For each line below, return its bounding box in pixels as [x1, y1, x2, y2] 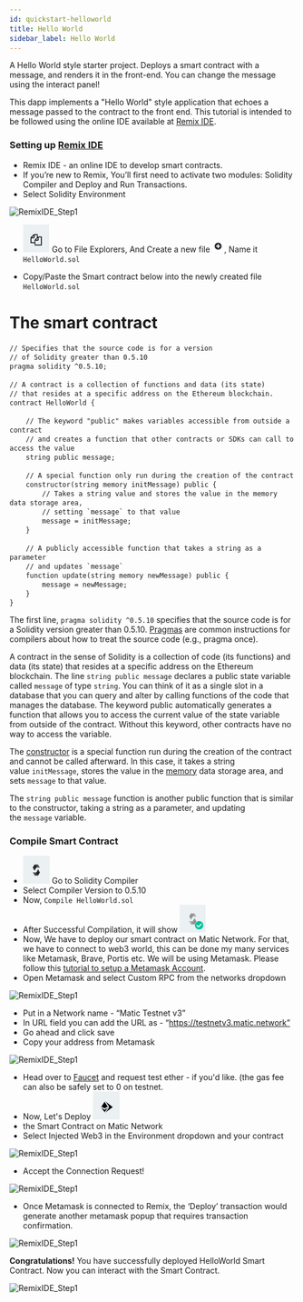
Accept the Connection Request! [22, 1165, 145, 1177]
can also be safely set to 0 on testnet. [22, 1081, 163, 1092]
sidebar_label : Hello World [9, 34, 116, 43]
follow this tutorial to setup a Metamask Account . [22, 962, 206, 973]
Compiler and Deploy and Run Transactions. [22, 178, 188, 190]
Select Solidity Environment [22, 188, 126, 199]
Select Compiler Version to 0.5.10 [22, 885, 147, 896]
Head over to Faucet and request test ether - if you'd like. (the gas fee [22, 1071, 285, 1082]
